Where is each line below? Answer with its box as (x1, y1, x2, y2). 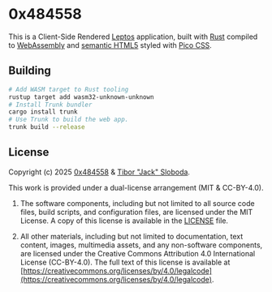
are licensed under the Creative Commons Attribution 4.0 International (19, 248, 256, 258)
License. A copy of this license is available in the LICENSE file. (19, 216, 229, 225)
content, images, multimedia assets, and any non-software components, (19, 240, 263, 250)
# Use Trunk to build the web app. (8, 115, 129, 124)
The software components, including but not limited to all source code (19, 198, 255, 208)
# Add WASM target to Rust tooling (8, 85, 129, 93)
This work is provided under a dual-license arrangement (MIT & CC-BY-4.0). (8, 182, 264, 192)
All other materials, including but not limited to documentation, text (19, 231, 244, 241)
